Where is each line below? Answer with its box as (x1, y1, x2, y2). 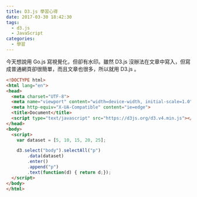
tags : (6, 19, 19, 25)
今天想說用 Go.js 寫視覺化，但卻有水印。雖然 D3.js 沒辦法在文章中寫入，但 (6, 58, 186, 65)
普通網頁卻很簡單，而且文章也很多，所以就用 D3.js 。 (11, 65, 140, 72)
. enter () (27, 159, 49, 165)
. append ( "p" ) (27, 164, 59, 170)
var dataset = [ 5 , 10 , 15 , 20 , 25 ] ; (16, 137, 107, 143)
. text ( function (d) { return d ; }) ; (27, 169, 111, 175)
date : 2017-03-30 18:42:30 (6, 14, 72, 20)
